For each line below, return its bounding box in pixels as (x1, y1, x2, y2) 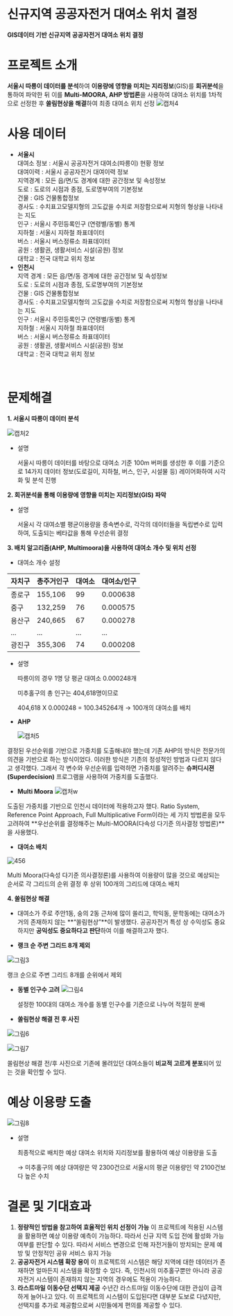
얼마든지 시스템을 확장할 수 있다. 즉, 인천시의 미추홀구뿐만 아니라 (35, 1266, 210, 1274)
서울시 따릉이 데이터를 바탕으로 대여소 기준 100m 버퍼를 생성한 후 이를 (17, 459, 207, 467)
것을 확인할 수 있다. (14, 1068, 67, 1076)
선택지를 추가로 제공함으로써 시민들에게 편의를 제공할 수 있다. (17, 1301, 182, 1309)
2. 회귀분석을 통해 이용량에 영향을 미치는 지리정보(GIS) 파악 (7, 490, 166, 499)
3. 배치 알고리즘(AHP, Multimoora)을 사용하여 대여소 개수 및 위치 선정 (7, 543, 196, 552)
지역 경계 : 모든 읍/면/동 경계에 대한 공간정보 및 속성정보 (17, 271, 168, 280)
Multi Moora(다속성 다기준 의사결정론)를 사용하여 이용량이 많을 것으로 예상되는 (7, 871, 221, 879)
